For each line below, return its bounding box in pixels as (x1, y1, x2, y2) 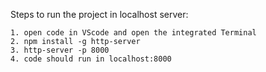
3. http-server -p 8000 (10, 45, 110, 55)
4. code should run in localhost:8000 (10, 54, 172, 64)
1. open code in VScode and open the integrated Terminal (10, 28, 257, 38)
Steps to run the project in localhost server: (10, 9, 189, 20)
